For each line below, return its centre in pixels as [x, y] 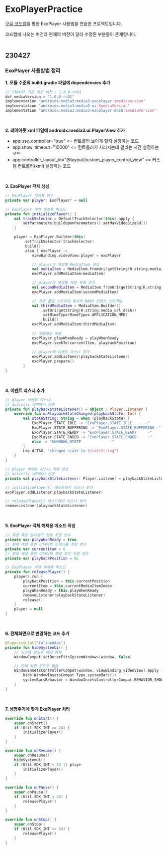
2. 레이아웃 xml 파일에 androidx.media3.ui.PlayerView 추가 [65, 130]
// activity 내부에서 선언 [30, 474]
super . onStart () [31, 723]
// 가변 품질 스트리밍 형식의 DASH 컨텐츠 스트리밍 [77, 301]
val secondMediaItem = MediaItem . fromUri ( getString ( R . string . [97, 287]
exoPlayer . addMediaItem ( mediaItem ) [69, 274]
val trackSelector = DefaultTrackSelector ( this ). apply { [74, 219]
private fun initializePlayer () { [41, 214]
